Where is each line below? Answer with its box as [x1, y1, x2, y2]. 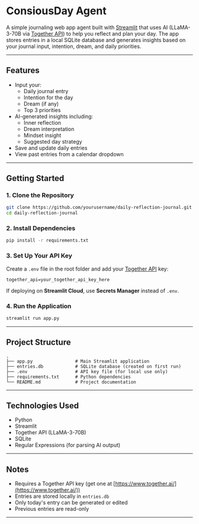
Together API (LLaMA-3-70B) [14, 429, 86, 436]
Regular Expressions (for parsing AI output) [14, 442, 121, 449]
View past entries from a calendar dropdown [14, 150, 124, 158]
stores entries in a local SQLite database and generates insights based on [6, 36, 186, 43]
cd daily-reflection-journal [6, 210, 78, 216]
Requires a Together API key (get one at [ [14, 480, 115, 487]
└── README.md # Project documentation [6, 379, 136, 385]
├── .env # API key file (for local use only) [6, 369, 168, 374]
